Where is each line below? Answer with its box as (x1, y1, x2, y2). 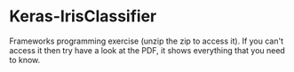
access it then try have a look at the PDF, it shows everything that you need (9, 44, 286, 55)
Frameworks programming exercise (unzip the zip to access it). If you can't (9, 36, 284, 46)
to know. (9, 54, 41, 65)
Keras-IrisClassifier (9, 6, 157, 27)
